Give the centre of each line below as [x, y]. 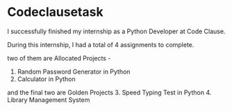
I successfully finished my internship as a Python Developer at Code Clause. [116, 31]
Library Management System [49, 100]
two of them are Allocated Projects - [59, 58]
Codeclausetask [55, 12]
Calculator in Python [46, 79]
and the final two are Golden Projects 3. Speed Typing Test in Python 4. [109, 92]
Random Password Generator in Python [74, 71]
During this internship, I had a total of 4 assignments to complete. [101, 44]
